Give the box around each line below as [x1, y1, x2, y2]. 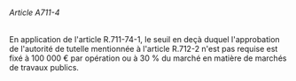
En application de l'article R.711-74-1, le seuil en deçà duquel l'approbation [9, 34, 281, 45]
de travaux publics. [9, 63, 80, 73]
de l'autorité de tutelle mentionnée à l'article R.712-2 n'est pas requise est [9, 44, 278, 55]
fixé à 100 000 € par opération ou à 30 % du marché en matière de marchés [9, 53, 287, 63]
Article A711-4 [9, 7, 60, 18]
